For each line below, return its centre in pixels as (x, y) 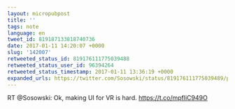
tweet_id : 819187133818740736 (51, 40)
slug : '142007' (29, 53)
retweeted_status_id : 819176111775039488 (69, 59)
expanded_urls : (29, 78)
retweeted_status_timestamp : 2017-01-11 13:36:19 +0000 (90, 72)
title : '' (22, 20)
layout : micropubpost (39, 14)
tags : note (23, 26)
